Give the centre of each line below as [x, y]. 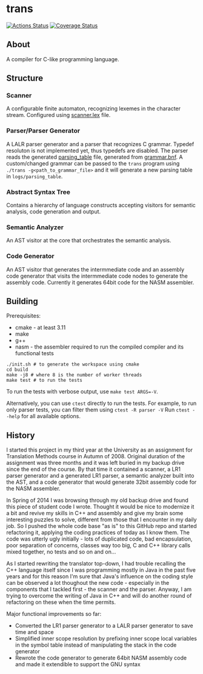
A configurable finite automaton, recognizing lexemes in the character [93, 108]
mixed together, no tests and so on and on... [61, 552]
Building [22, 302]
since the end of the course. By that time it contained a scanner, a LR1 [93, 469]
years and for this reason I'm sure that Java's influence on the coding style [100, 576]
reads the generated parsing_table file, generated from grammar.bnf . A [95, 157]
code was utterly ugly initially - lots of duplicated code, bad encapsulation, [99, 539]
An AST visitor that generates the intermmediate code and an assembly [95, 269]
